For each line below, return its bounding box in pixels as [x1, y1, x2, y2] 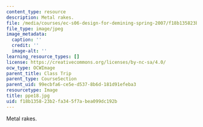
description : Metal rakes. [6, 14, 74, 20]
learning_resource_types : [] [6, 54, 80, 60]
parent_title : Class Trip [6, 70, 71, 76]
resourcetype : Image [6, 87, 59, 93]
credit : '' [11, 43, 39, 49]
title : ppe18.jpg [6, 93, 50, 99]
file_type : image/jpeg [6, 25, 63, 32]
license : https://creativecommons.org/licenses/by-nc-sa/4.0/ [6, 59, 166, 65]
